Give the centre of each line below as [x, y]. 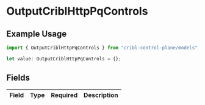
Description [101, 95]
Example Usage [37, 34]
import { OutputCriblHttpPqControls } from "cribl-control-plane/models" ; [103, 48]
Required [64, 95]
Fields [18, 78]
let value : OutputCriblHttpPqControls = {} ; [64, 59]
